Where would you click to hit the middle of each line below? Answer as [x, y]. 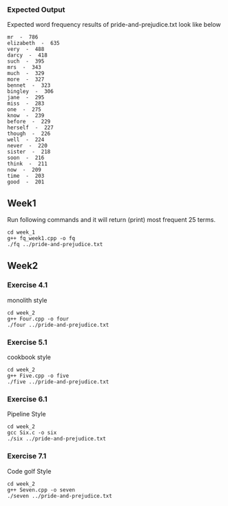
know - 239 [26, 116]
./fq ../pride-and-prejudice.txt [55, 245]
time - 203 [26, 176]
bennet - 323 [29, 85]
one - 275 [24, 110]
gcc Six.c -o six [32, 433]
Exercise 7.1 [27, 456]
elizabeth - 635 [33, 43]
